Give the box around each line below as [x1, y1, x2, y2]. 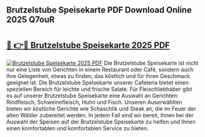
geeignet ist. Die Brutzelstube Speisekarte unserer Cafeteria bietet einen [6, 79, 189, 86]
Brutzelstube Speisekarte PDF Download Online [6, 5, 192, 15]
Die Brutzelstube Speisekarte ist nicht [103, 60, 199, 66]
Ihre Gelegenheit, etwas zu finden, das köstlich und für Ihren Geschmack [6, 72, 190, 79]
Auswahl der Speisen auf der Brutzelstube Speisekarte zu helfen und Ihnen [6, 118, 196, 125]
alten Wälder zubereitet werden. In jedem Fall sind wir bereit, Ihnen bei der [6, 112, 194, 119]
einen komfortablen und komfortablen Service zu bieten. [6, 125, 149, 131]
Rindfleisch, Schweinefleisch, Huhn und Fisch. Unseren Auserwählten [6, 98, 182, 106]
